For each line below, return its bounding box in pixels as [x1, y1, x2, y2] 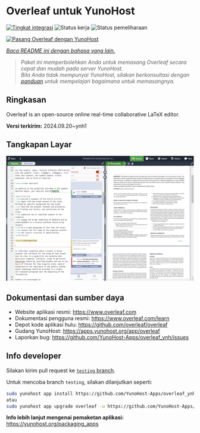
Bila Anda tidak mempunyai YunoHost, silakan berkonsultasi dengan [20, 71, 190, 78]
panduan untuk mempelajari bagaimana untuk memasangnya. [20, 78, 175, 85]
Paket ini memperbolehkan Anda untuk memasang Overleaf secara [20, 58, 187, 66]
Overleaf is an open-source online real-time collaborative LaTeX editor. [6, 110, 180, 117]
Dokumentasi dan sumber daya [6, 292, 124, 302]
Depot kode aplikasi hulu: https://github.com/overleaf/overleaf [14, 321, 168, 329]
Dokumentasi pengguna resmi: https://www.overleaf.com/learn [14, 315, 170, 322]
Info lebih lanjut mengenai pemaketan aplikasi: [6, 414, 124, 421]
